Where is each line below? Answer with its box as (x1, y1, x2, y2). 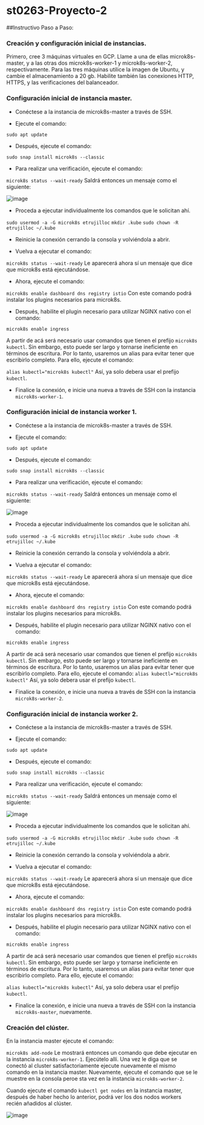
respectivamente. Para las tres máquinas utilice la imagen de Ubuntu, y (6, 66, 185, 73)
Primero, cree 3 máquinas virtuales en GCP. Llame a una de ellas (6, 53, 169, 60)
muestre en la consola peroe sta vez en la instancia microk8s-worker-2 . (6, 1075, 185, 1082)
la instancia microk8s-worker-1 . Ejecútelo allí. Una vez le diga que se (6, 1055, 178, 1063)
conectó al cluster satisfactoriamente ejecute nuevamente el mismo (6, 1062, 176, 1070)
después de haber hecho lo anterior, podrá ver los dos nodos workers (6, 1093, 181, 1101)
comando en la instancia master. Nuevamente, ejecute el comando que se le (6, 1068, 198, 1076)
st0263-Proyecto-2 (6, 4, 108, 18)
